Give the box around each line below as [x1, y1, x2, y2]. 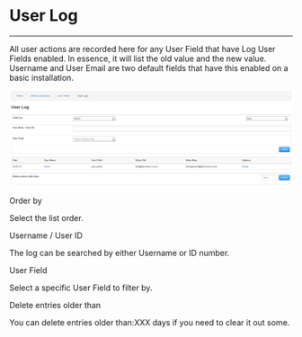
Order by [9, 195, 42, 206]
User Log [9, 5, 78, 26]
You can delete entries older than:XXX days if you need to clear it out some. [9, 316, 290, 328]
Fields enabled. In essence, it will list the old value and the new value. [9, 53, 267, 64]
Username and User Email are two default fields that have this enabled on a [9, 62, 289, 73]
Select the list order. [9, 212, 84, 223]
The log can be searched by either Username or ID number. [9, 247, 230, 258]
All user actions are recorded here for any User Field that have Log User [9, 43, 276, 54]
